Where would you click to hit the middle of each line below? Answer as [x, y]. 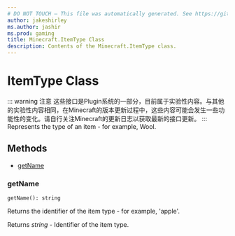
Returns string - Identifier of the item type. [68, 225]
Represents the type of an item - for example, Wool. [82, 126]
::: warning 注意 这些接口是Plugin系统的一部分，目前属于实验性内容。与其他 [116, 101]
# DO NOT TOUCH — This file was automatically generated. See [100, 14]
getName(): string [34, 198]
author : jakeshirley [37, 20]
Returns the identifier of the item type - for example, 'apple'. [94, 211]
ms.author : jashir [34, 27]
